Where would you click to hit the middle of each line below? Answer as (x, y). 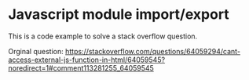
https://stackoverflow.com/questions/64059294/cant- (153, 51)
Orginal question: (36, 51)
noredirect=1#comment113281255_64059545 (81, 67)
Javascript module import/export (119, 15)
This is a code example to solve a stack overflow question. (103, 36)
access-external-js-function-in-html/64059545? (87, 60)
